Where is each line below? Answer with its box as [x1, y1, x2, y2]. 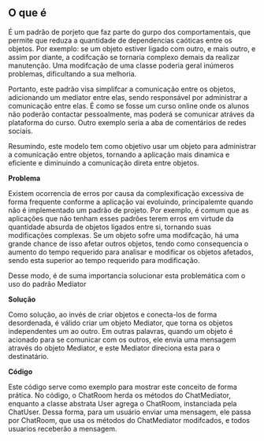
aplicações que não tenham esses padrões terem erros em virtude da [8, 213, 234, 223]
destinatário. [8, 351, 49, 361]
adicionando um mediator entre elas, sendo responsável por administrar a [8, 92, 248, 102]
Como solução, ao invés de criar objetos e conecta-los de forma [8, 309, 218, 319]
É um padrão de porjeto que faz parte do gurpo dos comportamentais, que [8, 27, 251, 36]
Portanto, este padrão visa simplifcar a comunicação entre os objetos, [8, 84, 236, 94]
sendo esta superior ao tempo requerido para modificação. [8, 255, 200, 265]
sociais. [8, 126, 33, 135]
